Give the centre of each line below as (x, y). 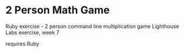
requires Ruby (22, 44)
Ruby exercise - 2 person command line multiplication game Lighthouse (92, 26)
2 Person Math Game (58, 10)
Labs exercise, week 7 (33, 32)
